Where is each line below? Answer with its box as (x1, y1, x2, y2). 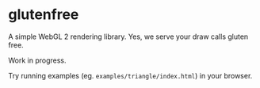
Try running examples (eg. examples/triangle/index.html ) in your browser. (8, 71, 253, 80)
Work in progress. (8, 55, 67, 65)
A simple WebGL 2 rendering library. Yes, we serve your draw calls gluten (8, 32, 249, 41)
